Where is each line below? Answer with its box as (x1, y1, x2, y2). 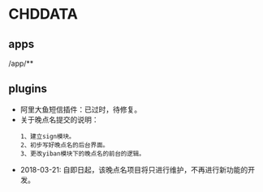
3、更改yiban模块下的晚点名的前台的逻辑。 (19, 149, 145, 158)
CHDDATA (8, 5, 79, 23)
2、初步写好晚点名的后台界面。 (19, 141, 110, 149)
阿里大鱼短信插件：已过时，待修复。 (19, 105, 142, 114)
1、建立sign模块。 (19, 132, 75, 140)
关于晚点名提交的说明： (19, 114, 99, 124)
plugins (8, 82, 47, 96)
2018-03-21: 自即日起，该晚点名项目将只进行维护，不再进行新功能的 (19, 164, 248, 174)
